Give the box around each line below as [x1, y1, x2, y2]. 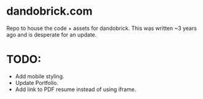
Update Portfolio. [15, 79, 59, 86]
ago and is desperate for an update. [6, 31, 97, 38]
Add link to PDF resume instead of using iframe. [15, 86, 137, 93]
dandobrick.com [6, 4, 93, 18]
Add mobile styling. [15, 72, 64, 80]
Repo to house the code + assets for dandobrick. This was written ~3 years [6, 24, 197, 32]
